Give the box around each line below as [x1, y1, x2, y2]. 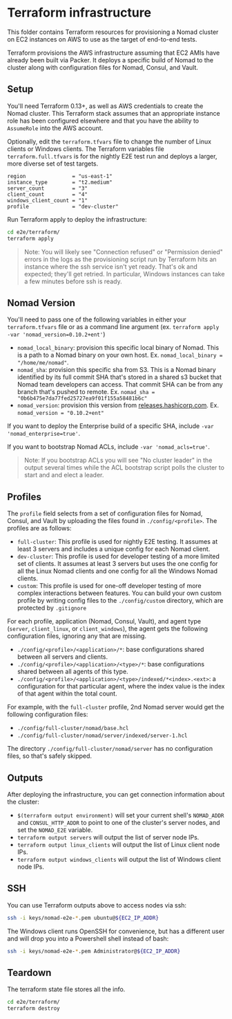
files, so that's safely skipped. [7, 752, 92, 760]
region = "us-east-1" [7, 172, 113, 179]
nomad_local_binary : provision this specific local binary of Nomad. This [17, 344, 220, 352]
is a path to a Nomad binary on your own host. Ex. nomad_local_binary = [17, 351, 223, 360]
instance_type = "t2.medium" [7, 179, 113, 186]
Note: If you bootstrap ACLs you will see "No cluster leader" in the [23, 456, 213, 465]
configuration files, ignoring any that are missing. [7, 632, 147, 640]
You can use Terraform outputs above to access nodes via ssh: [7, 901, 187, 909]
